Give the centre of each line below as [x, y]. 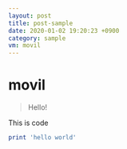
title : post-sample [41, 23]
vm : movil [25, 46]
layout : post [30, 16]
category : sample [37, 38]
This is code [28, 123]
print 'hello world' [43, 138]
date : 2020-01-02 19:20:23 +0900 [64, 30]
